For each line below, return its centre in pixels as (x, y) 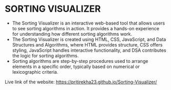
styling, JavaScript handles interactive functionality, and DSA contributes (89, 50)
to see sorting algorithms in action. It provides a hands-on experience (86, 28)
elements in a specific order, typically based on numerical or (76, 66)
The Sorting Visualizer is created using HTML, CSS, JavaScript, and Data (89, 39)
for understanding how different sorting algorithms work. (72, 34)
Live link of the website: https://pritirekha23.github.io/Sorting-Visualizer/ (81, 82)
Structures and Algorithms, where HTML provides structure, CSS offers (87, 44)
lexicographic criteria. (35, 72)
